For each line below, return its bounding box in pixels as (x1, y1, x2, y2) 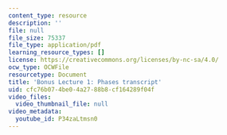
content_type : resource (8, 11, 88, 20)
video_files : (8, 93, 52, 101)
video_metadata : (8, 108, 62, 116)
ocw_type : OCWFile (8, 64, 69, 71)
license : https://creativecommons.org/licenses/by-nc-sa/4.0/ (8, 56, 219, 64)
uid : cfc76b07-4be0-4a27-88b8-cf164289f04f (8, 85, 155, 94)
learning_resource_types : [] (8, 48, 105, 56)
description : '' (8, 19, 62, 27)
